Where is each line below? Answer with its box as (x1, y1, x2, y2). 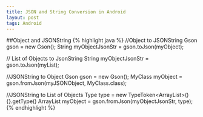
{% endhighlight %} (6, 104, 56, 112)
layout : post (6, 15, 39, 21)
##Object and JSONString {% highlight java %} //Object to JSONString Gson (6, 37, 198, 44)
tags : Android (6, 20, 42, 26)
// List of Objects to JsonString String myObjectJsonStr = (6, 55, 149, 62)
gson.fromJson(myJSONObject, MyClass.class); (6, 79, 127, 87)
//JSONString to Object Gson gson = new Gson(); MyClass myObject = (6, 73, 183, 81)
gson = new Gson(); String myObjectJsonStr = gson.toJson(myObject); (6, 43, 184, 50)
